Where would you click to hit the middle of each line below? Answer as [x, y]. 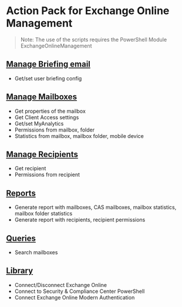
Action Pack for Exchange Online [88, 11]
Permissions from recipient [47, 175]
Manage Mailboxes [42, 97]
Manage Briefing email [48, 64]
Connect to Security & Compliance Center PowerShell [80, 291]
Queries [21, 238]
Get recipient [30, 168]
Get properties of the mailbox [50, 111]
